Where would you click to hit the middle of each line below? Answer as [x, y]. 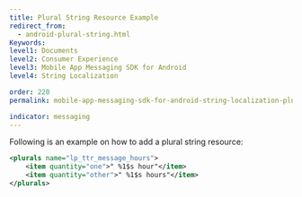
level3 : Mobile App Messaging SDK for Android [98, 68]
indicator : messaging [50, 116]
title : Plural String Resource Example [84, 17]
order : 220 [30, 92]
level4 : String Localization [64, 76]
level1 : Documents [44, 51]
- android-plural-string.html [74, 34]
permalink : [30, 100]
